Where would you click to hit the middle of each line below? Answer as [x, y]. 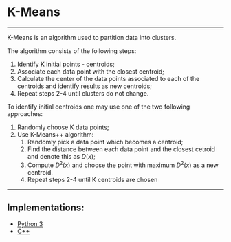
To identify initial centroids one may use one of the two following [99, 107]
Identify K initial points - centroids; [66, 64]
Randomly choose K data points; [63, 127]
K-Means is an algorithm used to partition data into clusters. [92, 37]
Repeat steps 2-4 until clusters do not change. [83, 93]
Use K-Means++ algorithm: [55, 134]
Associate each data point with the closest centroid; [91, 71]
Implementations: [46, 207]
